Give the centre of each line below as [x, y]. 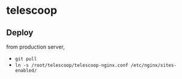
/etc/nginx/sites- [154, 65]
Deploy [20, 33]
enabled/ [26, 71]
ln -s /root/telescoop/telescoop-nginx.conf [71, 65]
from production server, [35, 47]
